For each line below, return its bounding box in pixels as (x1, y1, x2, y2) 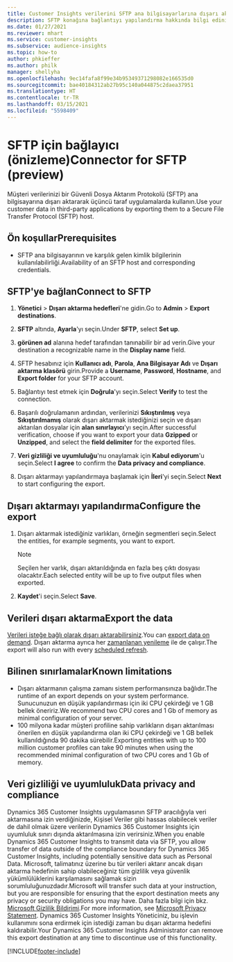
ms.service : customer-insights (7, 36, 98, 43)
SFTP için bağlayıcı (7, 137, 119, 153)
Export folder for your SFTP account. (17, 374, 125, 383)
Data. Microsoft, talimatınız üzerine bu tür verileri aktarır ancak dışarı (7, 859, 203, 867)
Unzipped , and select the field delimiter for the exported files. (17, 438, 196, 446)
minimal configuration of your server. (17, 713, 123, 722)
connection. (17, 395, 52, 404)
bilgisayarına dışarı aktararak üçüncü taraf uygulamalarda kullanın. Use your (7, 197, 223, 205)
